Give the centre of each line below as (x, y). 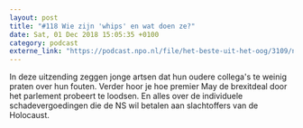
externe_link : (36, 51)
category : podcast (44, 43)
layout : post (34, 18)
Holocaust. (29, 115)
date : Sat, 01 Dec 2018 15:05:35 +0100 (84, 34)
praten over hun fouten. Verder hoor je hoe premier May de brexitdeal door (148, 87)
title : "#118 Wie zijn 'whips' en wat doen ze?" (102, 26)
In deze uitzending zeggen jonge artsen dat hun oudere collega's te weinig (148, 77)
